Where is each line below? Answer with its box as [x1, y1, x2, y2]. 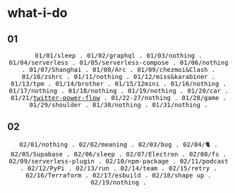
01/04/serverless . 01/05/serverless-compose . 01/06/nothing [8, 58, 229, 66]
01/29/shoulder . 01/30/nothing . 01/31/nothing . [29, 101, 208, 108]
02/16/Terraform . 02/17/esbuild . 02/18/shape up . [25, 171, 212, 179]
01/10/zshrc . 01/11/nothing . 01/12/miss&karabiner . [21, 73, 216, 80]
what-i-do [7, 5, 68, 21]
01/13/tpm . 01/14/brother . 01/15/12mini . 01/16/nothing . [10, 80, 227, 87]
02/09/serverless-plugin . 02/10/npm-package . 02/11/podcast [8, 157, 229, 165]
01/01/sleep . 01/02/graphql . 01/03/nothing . [35, 51, 203, 59]
